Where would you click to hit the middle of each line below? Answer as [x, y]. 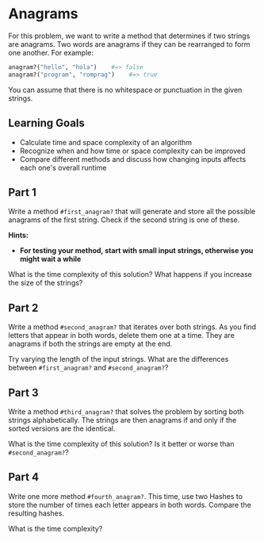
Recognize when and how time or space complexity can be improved [132, 151]
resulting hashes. [36, 513]
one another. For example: [51, 52]
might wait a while [50, 259]
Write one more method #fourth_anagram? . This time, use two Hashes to [126, 496]
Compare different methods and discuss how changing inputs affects [133, 159]
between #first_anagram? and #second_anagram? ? [88, 368]
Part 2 [23, 307]
